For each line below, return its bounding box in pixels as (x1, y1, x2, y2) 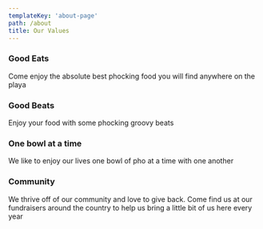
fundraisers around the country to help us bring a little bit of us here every (8, 203, 253, 212)
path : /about (8, 19, 52, 27)
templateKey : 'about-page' (8, 11, 98, 20)
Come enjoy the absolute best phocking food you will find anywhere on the (8, 71, 256, 81)
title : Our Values (8, 26, 70, 34)
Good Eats (8, 53, 50, 64)
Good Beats (8, 99, 54, 110)
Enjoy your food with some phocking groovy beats (8, 118, 174, 127)
